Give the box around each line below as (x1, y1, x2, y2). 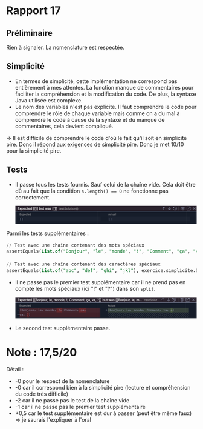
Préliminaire (6, 28, 53, 38)
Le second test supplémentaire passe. (14, 325, 111, 332)
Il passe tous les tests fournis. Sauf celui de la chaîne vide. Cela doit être (14, 181, 196, 188)
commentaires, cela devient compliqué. (14, 122, 114, 130)
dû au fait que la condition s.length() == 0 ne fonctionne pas (14, 187, 169, 195)
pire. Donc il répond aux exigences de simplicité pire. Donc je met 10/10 (6, 141, 184, 148)
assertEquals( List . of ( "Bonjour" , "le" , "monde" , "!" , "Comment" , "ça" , (6, 248, 190, 254)
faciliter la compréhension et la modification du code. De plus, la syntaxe (14, 90, 196, 98)
